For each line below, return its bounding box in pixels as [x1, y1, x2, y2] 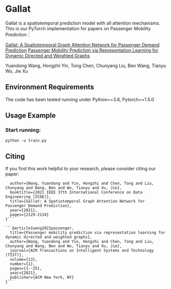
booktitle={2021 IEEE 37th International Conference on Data [10, 190, 143, 195]
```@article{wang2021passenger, [5, 226, 74, 231]
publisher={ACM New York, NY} [10, 275, 74, 280]
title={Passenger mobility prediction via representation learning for [10, 230, 166, 235]
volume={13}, [10, 257, 38, 262]
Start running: [5, 126, 41, 134]
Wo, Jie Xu [5, 68, 28, 74]
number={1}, [10, 261, 36, 266]
